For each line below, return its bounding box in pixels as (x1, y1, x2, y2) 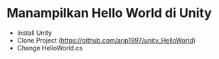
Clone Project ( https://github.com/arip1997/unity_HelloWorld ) (16, 36, 196, 44)
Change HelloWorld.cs (16, 43, 83, 52)
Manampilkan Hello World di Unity (6, 5, 213, 21)
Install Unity (16, 28, 53, 37)
